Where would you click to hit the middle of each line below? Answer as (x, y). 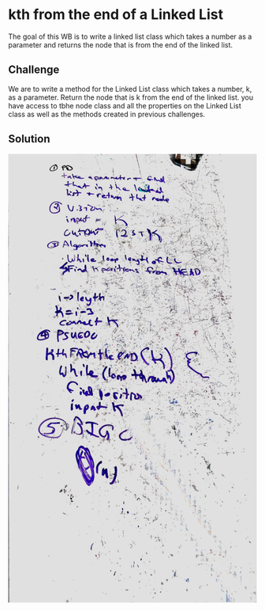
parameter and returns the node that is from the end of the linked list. (121, 44)
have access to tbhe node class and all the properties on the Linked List (125, 105)
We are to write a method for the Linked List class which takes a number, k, (130, 89)
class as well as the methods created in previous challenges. (107, 114)
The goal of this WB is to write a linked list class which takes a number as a (130, 36)
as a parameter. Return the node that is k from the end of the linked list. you (131, 97)
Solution (29, 139)
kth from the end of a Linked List (116, 15)
